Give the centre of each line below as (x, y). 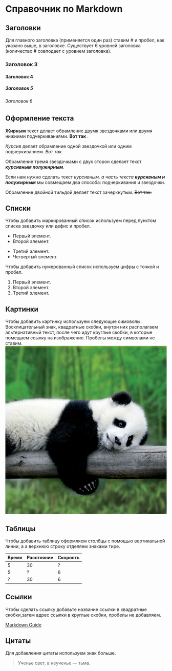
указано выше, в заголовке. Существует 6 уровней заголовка (73, 46)
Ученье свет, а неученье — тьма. (54, 663)
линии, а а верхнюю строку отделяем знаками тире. (63, 546)
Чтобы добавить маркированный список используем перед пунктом (81, 220)
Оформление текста (40, 118)
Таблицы (20, 528)
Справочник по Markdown (64, 9)
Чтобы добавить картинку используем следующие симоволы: (73, 321)
